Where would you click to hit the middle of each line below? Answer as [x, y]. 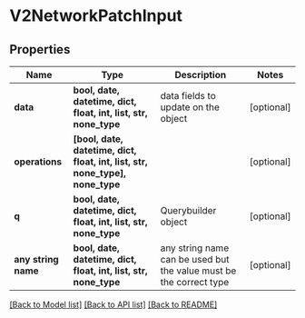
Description [201, 75]
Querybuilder [188, 210]
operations [38, 162]
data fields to [188, 96]
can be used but [195, 259]
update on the [190, 107]
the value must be [198, 271]
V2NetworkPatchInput [96, 16]
